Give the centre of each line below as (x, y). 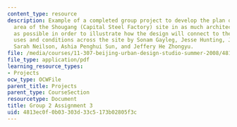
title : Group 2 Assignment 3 (50, 106)
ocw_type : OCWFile (34, 79)
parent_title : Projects (42, 86)
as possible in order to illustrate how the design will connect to (116, 34)
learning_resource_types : (45, 66)
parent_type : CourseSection (49, 92)
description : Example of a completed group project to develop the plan (116, 20)
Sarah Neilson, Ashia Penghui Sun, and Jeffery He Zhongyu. (104, 47)
